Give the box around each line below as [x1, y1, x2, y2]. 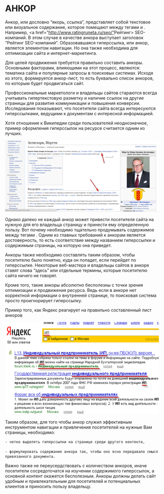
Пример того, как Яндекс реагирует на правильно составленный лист [5, 307, 152, 313]
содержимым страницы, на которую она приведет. [5, 243, 112, 248]
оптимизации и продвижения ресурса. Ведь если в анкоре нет [5, 288, 137, 293]
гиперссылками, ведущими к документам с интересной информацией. [5, 110, 154, 116]
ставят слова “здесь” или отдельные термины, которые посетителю [5, 268, 148, 273]
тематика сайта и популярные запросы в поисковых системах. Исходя [5, 70, 153, 76]
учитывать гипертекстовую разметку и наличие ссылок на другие [5, 95, 144, 101]
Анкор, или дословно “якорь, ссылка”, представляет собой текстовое [5, 19, 151, 25]
